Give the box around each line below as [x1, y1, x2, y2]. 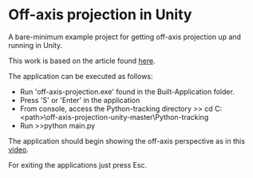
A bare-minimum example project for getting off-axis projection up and [8, 32, 242, 42]
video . [8, 144, 30, 154]
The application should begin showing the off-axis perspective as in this [8, 136, 246, 145]
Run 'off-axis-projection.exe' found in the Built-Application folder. [19, 86, 235, 97]
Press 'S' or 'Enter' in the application [19, 95, 140, 105]
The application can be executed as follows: [8, 71, 153, 81]
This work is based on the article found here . [8, 56, 156, 65]
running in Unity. [8, 40, 63, 49]
